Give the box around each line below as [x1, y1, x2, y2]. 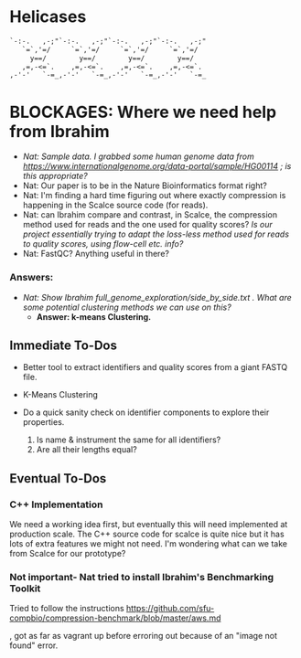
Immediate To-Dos [9, 337, 117, 353]
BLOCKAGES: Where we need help [9, 101, 277, 122]
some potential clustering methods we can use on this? [22, 302, 231, 313]
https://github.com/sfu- [126, 603, 215, 614]
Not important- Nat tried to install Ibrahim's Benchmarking [9, 570, 274, 583]
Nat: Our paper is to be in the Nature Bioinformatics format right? [22, 180, 267, 191]
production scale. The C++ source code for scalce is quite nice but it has [9, 528, 285, 540]
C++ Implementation [9, 498, 103, 511]
